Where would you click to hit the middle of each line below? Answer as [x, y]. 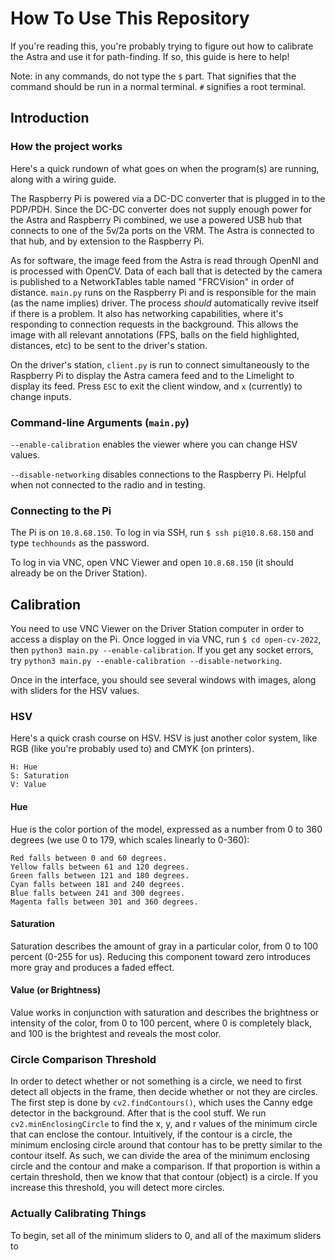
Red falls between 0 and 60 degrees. [89, 858]
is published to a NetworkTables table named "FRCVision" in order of [152, 281]
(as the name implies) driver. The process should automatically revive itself [164, 303]
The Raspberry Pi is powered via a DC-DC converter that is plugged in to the [168, 198]
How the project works [66, 147]
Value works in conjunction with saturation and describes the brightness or [165, 1012]
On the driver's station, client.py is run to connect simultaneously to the [160, 364]
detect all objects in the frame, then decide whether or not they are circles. [164, 1092]
